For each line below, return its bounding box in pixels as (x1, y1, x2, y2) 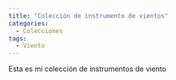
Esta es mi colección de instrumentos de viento (8, 64, 167, 74)
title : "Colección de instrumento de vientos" (8, 11, 169, 20)
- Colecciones (15, 27, 63, 35)
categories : (8, 19, 49, 27)
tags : (8, 34, 27, 43)
